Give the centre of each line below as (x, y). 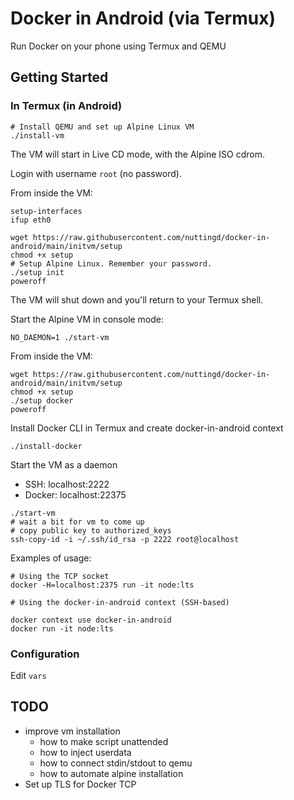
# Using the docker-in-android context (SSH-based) (120, 602)
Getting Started (59, 77)
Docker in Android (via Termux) (143, 18)
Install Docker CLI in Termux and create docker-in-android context (147, 428)
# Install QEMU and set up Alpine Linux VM (102, 127)
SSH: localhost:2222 (67, 484)
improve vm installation (72, 731)
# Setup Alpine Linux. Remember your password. (111, 263)
